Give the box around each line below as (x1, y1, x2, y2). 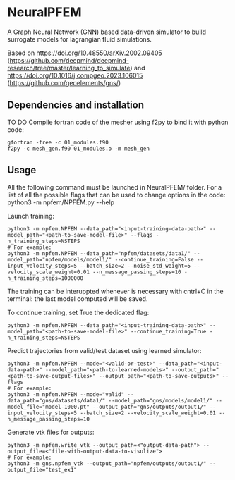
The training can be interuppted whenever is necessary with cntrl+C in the (7, 287, 224, 295)
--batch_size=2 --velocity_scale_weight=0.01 (80, 410, 217, 417)
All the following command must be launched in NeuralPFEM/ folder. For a (7, 183, 222, 191)
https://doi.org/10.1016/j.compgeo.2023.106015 (7, 71, 143, 80)
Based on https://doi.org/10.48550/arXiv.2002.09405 (7, 49, 162, 57)
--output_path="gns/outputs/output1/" (92, 403, 207, 410)
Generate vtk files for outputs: (7, 428, 95, 436)
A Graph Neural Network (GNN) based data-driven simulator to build (7, 27, 207, 36)
